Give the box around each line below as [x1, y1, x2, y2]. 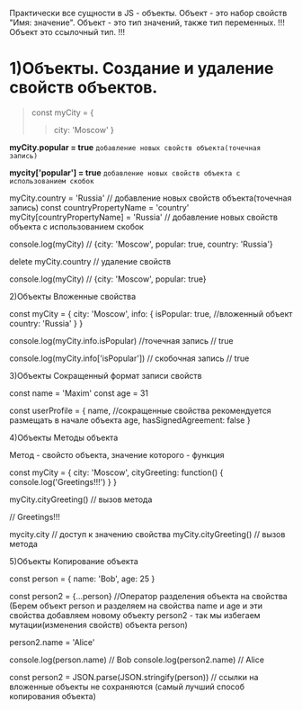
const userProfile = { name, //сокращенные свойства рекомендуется [9, 405, 271, 416]
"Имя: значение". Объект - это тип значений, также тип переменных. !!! [9, 17, 285, 28]
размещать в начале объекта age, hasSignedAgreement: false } [9, 414, 251, 426]
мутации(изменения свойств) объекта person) [9, 619, 189, 630]
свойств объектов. [9, 77, 158, 98]
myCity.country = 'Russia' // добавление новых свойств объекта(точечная [9, 193, 292, 203]
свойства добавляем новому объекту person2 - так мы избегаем [9, 609, 261, 620]
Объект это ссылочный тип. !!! [9, 27, 126, 37]
